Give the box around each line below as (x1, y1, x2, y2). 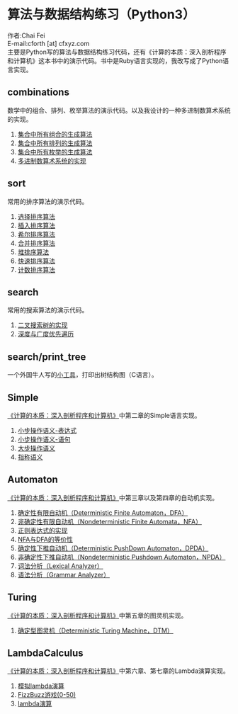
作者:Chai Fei (7, 31, 45, 40)
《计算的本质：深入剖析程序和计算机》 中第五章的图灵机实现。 (7, 611, 188, 620)
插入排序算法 (17, 221, 55, 229)
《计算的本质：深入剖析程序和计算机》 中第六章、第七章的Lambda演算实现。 (7, 667, 230, 675)
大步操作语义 (17, 444, 55, 452)
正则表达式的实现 (17, 526, 68, 535)
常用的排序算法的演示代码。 (7, 197, 89, 205)
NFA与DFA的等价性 (17, 535, 73, 543)
